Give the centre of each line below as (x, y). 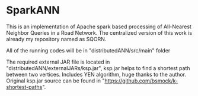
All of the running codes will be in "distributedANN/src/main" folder (88, 50)
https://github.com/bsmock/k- (141, 81)
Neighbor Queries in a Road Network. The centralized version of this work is (99, 32)
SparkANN (33, 10)
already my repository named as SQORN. (56, 39)
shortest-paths (24, 87)
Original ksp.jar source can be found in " (55, 81)
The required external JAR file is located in (58, 62)
